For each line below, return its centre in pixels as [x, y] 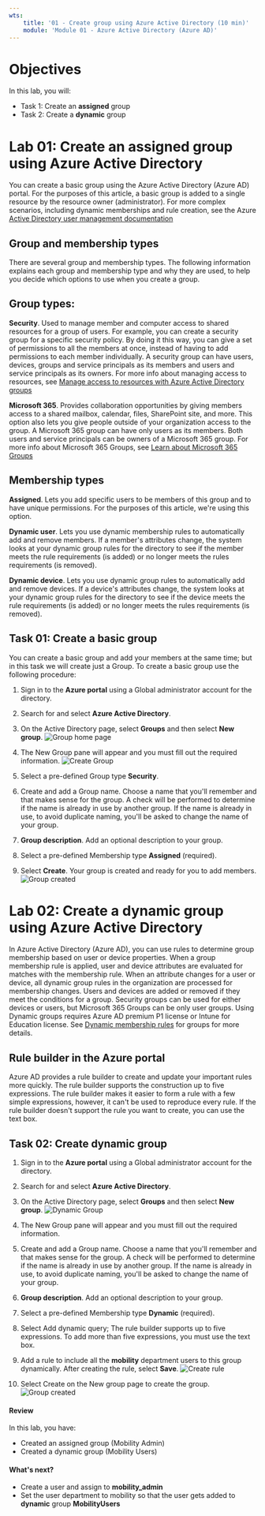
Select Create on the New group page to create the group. [115, 1384]
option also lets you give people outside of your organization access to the [130, 422]
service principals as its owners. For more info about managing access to [128, 373]
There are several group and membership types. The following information [130, 263]
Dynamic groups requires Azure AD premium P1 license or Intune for [120, 1016]
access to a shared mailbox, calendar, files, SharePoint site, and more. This [131, 413]
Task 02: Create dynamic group [88, 1143]
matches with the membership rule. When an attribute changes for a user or [132, 974]
